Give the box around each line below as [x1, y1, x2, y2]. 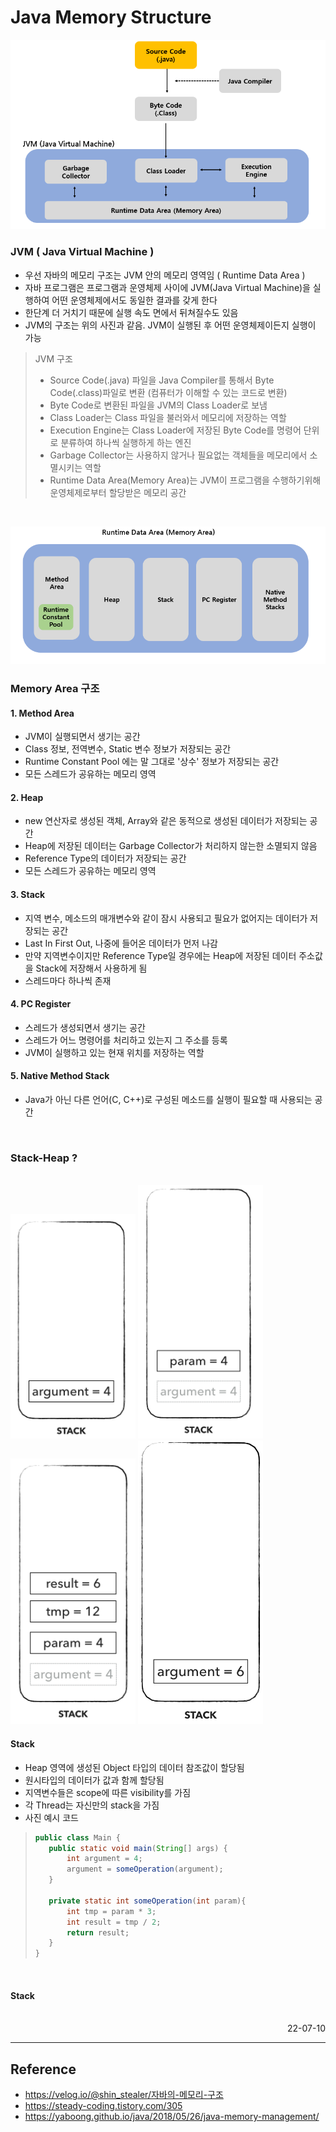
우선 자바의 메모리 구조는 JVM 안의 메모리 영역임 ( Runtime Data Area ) [24, 269, 306, 281]
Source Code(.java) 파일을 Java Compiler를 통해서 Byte [49, 374, 275, 386]
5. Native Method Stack [10, 1070, 110, 1082]
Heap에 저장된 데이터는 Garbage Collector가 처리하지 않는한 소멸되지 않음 [24, 840, 318, 852]
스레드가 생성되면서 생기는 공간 [24, 1021, 146, 1033]
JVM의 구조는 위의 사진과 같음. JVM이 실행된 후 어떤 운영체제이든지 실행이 [24, 319, 317, 331]
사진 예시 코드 [24, 1811, 79, 1823]
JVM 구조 [34, 352, 73, 365]
